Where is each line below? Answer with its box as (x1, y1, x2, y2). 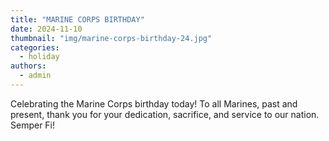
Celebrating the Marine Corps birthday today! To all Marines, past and (10, 97, 298, 110)
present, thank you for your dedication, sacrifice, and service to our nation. (10, 108, 320, 120)
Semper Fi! (10, 119, 56, 131)
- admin (19, 71, 52, 81)
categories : (10, 42, 60, 53)
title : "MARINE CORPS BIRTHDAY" (10, 14, 145, 25)
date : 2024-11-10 (10, 24, 83, 34)
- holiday (19, 52, 60, 62)
